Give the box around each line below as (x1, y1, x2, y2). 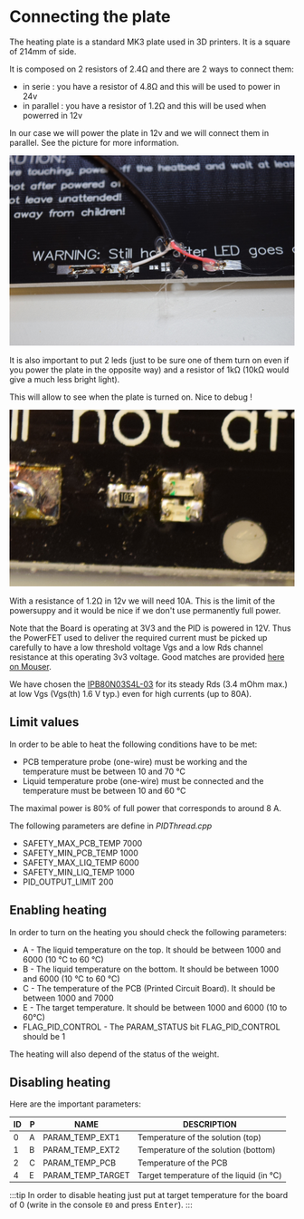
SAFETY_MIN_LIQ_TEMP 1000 (22, 866, 136, 877)
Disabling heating (9, 1074, 111, 1089)
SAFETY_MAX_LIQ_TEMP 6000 (22, 856, 140, 867)
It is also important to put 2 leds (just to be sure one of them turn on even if (9, 354, 290, 365)
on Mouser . (9, 661, 52, 672)
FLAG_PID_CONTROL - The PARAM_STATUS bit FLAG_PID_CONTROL (22, 1021, 280, 1032)
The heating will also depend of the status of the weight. (9, 1049, 220, 1059)
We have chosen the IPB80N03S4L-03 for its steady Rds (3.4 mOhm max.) (9, 678, 288, 690)
